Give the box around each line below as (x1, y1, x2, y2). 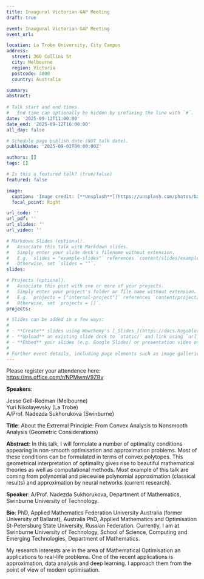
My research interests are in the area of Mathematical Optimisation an (6, 547, 181, 554)
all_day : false (6, 127, 45, 133)
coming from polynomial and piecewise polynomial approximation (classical (6, 472, 195, 480)
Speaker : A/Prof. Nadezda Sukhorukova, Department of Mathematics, (6, 491, 181, 498)
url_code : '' (6, 210, 39, 216)
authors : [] (6, 155, 36, 161)
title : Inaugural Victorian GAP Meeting (6, 9, 110, 15)
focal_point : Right (12, 199, 61, 205)
